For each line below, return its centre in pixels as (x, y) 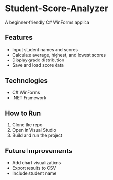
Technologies (27, 81)
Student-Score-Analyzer (57, 9)
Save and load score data (38, 65)
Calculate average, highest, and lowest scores (59, 55)
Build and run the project (37, 135)
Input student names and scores (45, 49)
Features (19, 38)
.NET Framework (29, 98)
